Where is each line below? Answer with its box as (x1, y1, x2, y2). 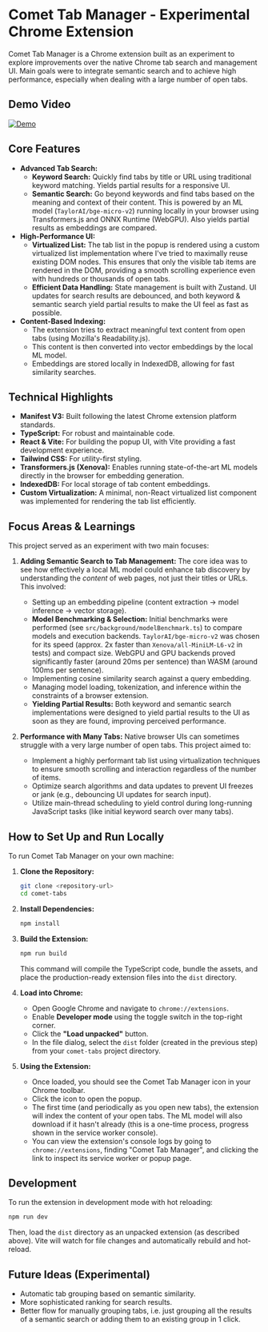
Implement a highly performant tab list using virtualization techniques (31, 756, 261, 765)
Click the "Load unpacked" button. (31, 1029, 149, 1039)
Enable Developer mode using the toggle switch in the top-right (31, 1011, 242, 1021)
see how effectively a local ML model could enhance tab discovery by (19, 565, 250, 575)
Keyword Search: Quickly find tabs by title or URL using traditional (31, 172, 252, 181)
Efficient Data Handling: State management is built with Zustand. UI (31, 282, 257, 292)
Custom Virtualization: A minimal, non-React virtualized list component (19, 488, 258, 497)
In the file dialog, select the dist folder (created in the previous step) (31, 1037, 258, 1047)
